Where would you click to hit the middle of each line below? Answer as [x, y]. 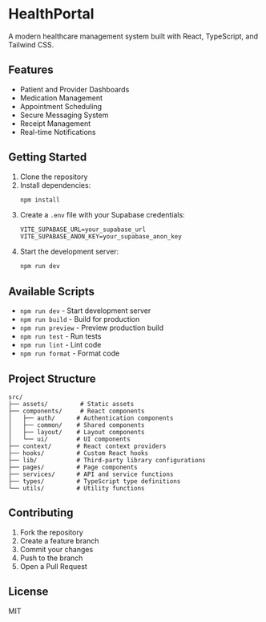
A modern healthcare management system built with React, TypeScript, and [133, 36]
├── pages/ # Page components [73, 467]
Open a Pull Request [54, 566]
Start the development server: [69, 252]
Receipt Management [55, 123]
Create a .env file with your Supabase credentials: [103, 215]
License [28, 592]
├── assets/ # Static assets [71, 404]
